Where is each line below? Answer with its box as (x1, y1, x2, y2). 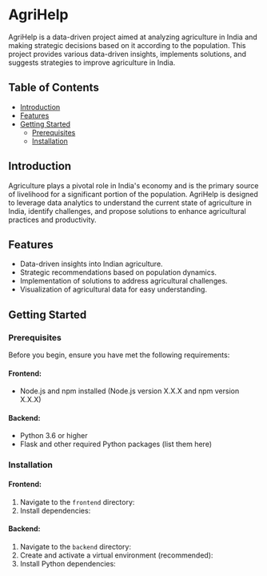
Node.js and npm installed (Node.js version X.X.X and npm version (19, 386, 240, 396)
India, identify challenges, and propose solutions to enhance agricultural (8, 206, 246, 215)
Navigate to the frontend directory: (19, 497, 135, 506)
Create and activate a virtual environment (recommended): (19, 550, 213, 560)
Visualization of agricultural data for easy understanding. (19, 284, 208, 294)
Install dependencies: (19, 506, 91, 515)
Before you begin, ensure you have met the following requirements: (8, 350, 230, 360)
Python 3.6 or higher (19, 431, 88, 441)
